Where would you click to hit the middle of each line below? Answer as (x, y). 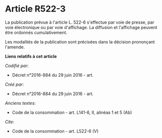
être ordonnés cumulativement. (36, 32)
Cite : (10, 122)
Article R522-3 (36, 9)
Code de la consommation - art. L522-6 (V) (55, 131)
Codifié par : (17, 66)
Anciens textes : (21, 103)
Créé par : (15, 84)
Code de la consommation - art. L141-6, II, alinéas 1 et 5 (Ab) (72, 112)
